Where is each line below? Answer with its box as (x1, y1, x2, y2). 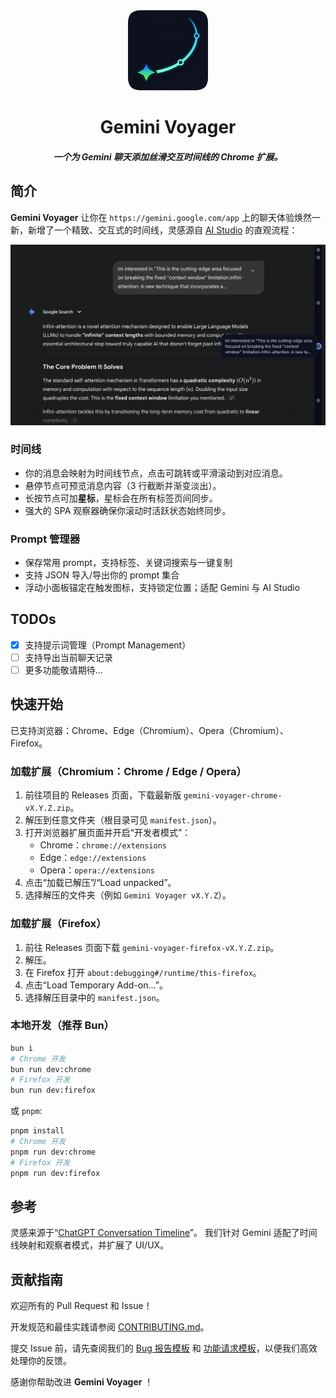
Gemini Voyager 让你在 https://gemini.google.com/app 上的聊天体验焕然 (10, 211, 312, 223)
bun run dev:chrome (10, 1064, 92, 1074)
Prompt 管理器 (10, 532, 81, 546)
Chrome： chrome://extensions (39, 839, 167, 851)
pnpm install (10, 1126, 65, 1136)
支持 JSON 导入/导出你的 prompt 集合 (24, 569, 180, 581)
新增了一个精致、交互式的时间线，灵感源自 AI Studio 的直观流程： (27, 224, 298, 236)
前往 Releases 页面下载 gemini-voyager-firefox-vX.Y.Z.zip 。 (24, 941, 280, 953)
